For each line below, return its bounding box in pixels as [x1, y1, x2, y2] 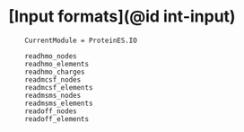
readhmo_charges [24, 67, 86, 76]
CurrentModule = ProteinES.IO [24, 36, 138, 45]
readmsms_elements [24, 99, 93, 108]
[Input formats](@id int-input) [8, 6, 236, 27]
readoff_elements [24, 114, 90, 123]
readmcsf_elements [24, 83, 93, 92]
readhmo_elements [24, 59, 90, 68]
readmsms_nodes [24, 91, 82, 100]
